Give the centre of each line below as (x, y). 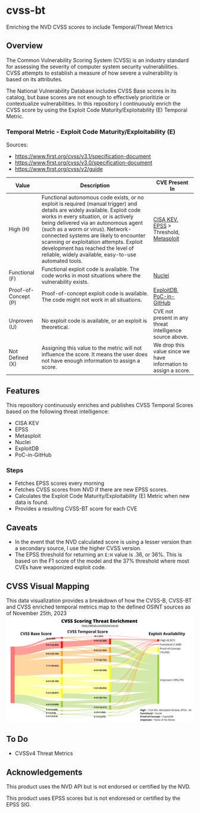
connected (55, 235)
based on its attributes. (35, 79)
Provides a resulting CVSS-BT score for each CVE (76, 509)
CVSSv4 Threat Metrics (44, 753)
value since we (172, 351)
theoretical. (55, 327)
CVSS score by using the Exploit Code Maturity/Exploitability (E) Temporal (97, 110)
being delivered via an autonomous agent (92, 222)
